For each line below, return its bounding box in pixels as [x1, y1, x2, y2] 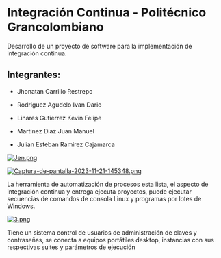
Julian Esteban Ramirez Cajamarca [16, 140, 115, 149]
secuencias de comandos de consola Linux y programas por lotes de [7, 194, 202, 203]
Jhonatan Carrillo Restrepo [16, 87, 93, 95]
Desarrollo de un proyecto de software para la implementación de [7, 42, 192, 50]
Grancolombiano [7, 19, 104, 35]
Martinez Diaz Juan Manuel [16, 127, 94, 135]
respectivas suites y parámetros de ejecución [7, 243, 135, 251]
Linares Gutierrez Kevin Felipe [16, 114, 102, 122]
